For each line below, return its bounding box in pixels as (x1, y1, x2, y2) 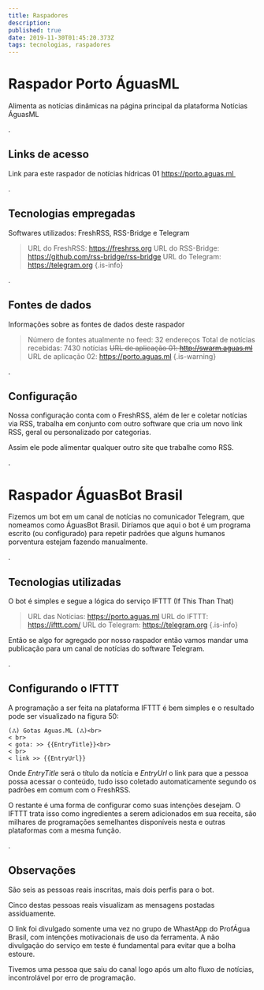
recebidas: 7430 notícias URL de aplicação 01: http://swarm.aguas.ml (27, 343, 253, 353)
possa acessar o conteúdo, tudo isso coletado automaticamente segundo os (8, 777, 257, 786)
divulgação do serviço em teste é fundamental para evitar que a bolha (8, 940, 236, 950)
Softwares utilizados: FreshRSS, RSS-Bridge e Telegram (8, 228, 190, 237)
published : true (8, 26, 61, 34)
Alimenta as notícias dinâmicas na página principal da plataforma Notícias (8, 101, 248, 111)
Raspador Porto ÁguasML (8, 75, 180, 93)
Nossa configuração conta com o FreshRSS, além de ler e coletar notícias (8, 410, 247, 420)
